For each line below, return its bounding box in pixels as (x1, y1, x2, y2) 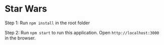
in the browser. (5, 35, 36, 41)
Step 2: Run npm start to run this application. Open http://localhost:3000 (5, 29, 159, 35)
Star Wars (5, 3, 47, 15)
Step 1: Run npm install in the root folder (5, 20, 90, 26)
